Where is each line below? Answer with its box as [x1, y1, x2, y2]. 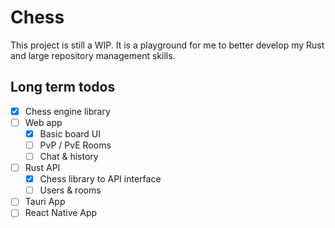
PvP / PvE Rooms [39, 139, 112, 151]
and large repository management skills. [10, 49, 176, 61]
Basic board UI [39, 127, 102, 140]
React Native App [24, 207, 98, 219]
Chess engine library [24, 105, 111, 117]
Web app [24, 116, 63, 128]
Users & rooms [39, 184, 102, 196]
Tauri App [24, 196, 66, 208]
